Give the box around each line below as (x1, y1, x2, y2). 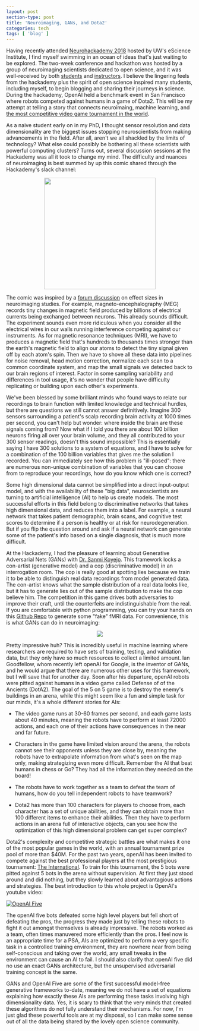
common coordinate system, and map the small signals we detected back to (6, 364, 192, 371)
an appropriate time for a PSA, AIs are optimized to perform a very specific (6, 937, 189, 944)
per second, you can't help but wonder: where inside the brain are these (6, 420, 183, 427)
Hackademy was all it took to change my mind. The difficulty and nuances (6, 153, 187, 160)
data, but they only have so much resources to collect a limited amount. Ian (6, 654, 190, 661)
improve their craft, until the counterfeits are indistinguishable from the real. (6, 600, 191, 607)
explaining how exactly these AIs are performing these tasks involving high (6, 993, 189, 1000)
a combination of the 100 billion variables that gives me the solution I (6, 451, 174, 458)
